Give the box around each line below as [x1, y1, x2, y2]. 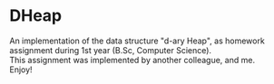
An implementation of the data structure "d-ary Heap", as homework [9, 35, 265, 46]
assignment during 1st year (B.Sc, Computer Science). [9, 44, 211, 55]
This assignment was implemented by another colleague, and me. [9, 54, 256, 65]
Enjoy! [9, 64, 34, 75]
